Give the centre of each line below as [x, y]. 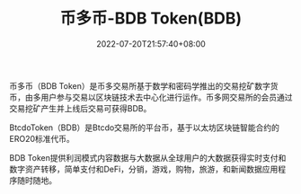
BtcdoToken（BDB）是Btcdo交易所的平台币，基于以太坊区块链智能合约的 [145, 128]
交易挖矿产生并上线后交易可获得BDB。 [80, 108]
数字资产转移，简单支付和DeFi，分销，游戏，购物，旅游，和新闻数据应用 [144, 169]
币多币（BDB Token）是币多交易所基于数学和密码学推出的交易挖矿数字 [140, 85]
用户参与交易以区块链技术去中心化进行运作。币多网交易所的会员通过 [166, 97]
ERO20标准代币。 [42, 138]
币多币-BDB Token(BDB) [151, 18]
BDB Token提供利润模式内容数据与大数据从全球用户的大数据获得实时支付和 [148, 157]
